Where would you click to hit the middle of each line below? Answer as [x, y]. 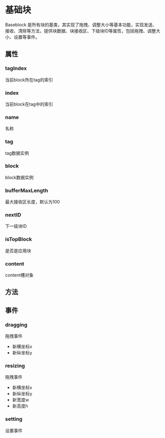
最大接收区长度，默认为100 [33, 202]
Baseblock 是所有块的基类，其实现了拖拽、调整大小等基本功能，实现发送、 [81, 25]
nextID [13, 215]
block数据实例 [19, 177]
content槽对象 [19, 275]
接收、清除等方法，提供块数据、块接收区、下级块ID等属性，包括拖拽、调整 [81, 31]
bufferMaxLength [27, 190]
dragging [16, 325]
